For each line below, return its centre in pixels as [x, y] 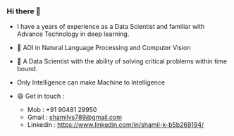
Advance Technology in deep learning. [73, 34]
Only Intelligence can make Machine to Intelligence [91, 82]
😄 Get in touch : [41, 96]
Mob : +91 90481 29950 [62, 110]
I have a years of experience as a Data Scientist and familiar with [111, 27]
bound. [27, 69]
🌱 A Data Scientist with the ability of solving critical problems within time [122, 61]
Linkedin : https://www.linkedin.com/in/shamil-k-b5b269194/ [116, 125]
